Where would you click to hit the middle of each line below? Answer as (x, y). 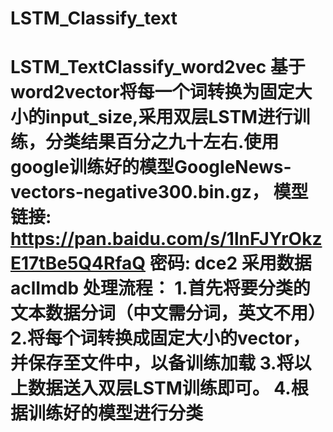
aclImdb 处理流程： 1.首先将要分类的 (160, 288)
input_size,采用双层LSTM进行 (169, 117)
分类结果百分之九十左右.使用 (162, 142)
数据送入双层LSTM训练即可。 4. (160, 388)
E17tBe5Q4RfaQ (78, 263)
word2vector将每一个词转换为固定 (152, 92)
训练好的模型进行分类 (116, 413)
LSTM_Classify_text (94, 18)
